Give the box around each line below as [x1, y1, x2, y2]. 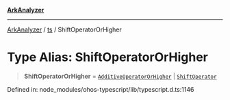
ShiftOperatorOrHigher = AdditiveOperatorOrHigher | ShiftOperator [23, 72, 217, 80]
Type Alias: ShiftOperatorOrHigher [7, 49, 209, 65]
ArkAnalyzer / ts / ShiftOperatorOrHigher [7, 25, 122, 34]
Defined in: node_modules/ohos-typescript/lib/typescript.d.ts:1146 [7, 85, 194, 93]
